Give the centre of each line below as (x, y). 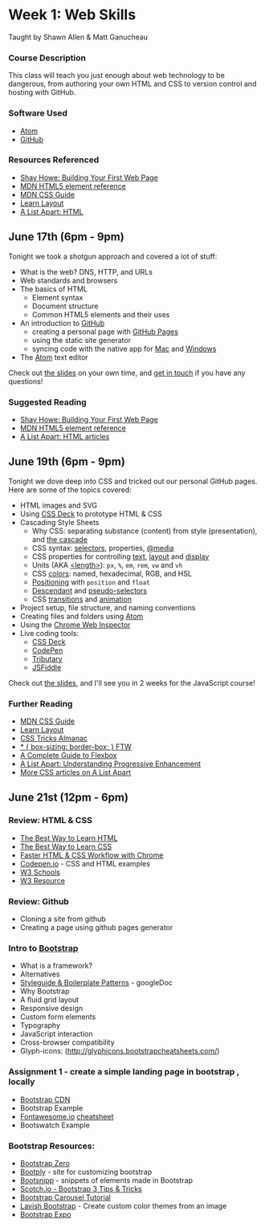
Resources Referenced (54, 160)
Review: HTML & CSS (50, 821)
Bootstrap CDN (45, 1099)
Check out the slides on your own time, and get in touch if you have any (127, 373)
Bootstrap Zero (45, 1163)
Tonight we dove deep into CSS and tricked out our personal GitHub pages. (133, 481)
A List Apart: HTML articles (65, 436)
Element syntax (57, 297)
